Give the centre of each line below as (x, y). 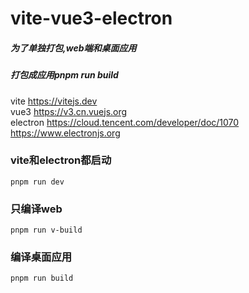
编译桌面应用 (41, 257)
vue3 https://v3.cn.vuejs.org (69, 111)
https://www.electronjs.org (65, 133)
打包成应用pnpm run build (64, 75)
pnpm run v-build (46, 230)
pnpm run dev (37, 182)
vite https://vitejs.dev (54, 101)
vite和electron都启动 (61, 160)
